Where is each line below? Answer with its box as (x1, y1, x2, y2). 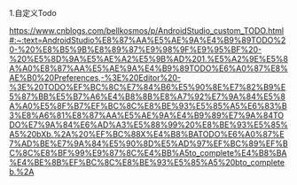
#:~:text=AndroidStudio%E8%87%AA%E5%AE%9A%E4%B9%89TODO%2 (9, 35, 286, 45)
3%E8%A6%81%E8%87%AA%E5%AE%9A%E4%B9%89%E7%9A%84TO (9, 110, 285, 120)
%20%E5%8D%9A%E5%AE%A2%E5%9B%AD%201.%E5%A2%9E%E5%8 (9, 54, 288, 64)
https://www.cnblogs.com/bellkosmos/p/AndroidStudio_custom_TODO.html (9, 26, 285, 35)
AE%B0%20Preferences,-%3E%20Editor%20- (9, 73, 182, 82)
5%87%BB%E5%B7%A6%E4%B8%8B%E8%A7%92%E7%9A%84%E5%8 (9, 91, 286, 102)
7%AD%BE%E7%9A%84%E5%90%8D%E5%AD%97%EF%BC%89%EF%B (9, 138, 288, 149)
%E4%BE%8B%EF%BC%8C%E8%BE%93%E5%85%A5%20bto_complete (9, 158, 285, 167)
